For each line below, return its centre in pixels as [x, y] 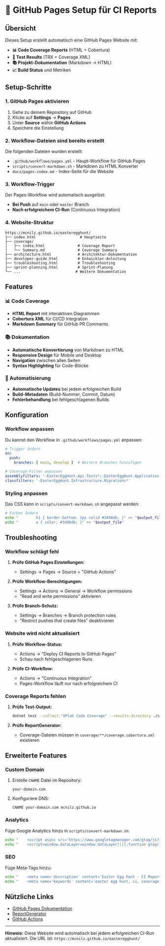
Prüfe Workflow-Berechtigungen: [47, 582]
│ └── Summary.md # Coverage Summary [61, 250]
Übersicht [21, 28]
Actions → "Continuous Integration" [55, 678]
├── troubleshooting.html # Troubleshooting [60, 263]
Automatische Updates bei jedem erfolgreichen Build [67, 389]
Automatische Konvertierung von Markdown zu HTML [68, 350]
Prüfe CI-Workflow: [32, 668]
